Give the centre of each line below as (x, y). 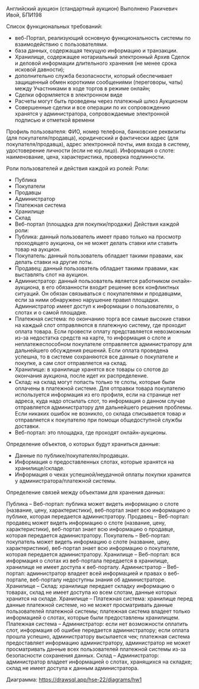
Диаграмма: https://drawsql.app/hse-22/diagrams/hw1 (74, 679)
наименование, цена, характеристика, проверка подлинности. (86, 157)
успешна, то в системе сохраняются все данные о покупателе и (97, 357)
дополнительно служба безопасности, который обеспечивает (94, 76)
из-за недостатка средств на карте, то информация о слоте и (93, 338)
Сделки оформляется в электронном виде (68, 95)
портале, (17, 580)
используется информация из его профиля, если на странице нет (97, 394)
